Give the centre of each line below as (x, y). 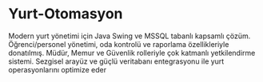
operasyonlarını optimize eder (57, 69)
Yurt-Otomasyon (66, 14)
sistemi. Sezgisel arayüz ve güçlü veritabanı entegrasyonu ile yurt (116, 61)
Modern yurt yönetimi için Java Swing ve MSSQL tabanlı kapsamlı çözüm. (130, 36)
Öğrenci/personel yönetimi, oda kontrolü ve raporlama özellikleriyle (119, 44)
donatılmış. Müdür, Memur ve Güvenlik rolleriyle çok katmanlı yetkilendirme (132, 53)
